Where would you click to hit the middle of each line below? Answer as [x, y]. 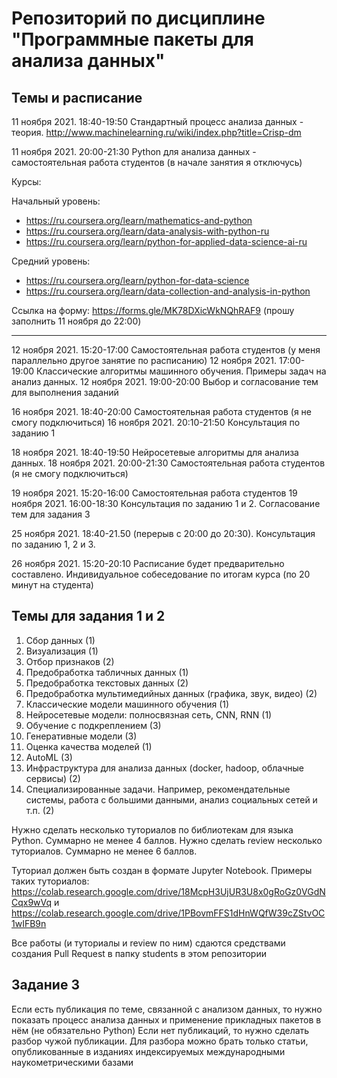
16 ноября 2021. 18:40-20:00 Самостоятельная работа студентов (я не [161, 411]
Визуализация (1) [62, 651]
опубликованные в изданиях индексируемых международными [148, 1051]
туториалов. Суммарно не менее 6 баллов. [104, 851]
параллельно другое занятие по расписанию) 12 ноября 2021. [144, 360]
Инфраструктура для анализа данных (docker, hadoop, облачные [164, 768]
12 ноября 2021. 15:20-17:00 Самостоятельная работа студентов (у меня [166, 350]
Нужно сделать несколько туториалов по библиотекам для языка [152, 829]
